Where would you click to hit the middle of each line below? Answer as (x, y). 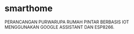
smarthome (29, 8)
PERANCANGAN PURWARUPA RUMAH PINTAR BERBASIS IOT (67, 22)
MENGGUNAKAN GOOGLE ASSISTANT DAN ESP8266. (59, 27)
